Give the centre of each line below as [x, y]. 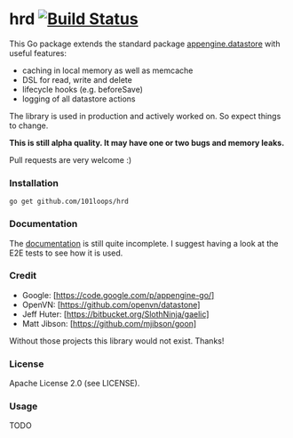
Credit [23, 276]
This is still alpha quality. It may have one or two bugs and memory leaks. [147, 142]
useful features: [38, 53]
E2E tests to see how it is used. [66, 253]
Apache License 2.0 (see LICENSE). [75, 384]
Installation [34, 182]
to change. [29, 126]
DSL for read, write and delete [77, 79]
